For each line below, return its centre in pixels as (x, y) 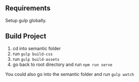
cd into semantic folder (37, 48)
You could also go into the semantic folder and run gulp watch (70, 74)
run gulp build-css (33, 54)
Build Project (26, 36)
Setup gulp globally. (26, 20)
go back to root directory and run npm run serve (62, 64)
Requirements (28, 8)
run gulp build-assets (36, 59)
